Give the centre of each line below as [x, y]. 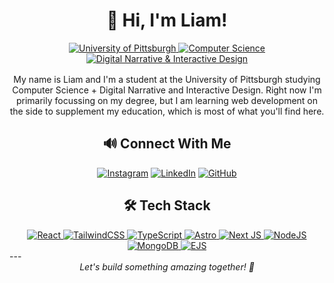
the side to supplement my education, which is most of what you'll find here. [167, 111]
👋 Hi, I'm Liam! [167, 20]
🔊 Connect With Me [167, 144]
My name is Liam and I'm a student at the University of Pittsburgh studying [167, 79]
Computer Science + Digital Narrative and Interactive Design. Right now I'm [167, 90]
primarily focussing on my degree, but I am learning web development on [167, 100]
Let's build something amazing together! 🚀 [167, 266]
